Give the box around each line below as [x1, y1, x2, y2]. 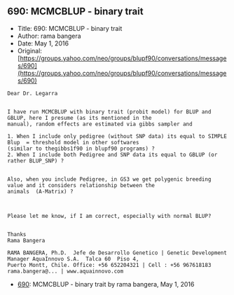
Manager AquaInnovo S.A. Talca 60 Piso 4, [7, 255, 139, 262]
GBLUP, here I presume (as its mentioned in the [7, 114, 152, 121]
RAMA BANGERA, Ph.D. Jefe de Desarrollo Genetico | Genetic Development [7, 249, 228, 256]
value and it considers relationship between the [7, 181, 156, 188]
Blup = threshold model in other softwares [7, 139, 139, 146]
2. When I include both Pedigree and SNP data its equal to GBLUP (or [7, 151, 218, 158]
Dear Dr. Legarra [7, 90, 58, 97]
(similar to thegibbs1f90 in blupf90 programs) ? [7, 145, 156, 152]
